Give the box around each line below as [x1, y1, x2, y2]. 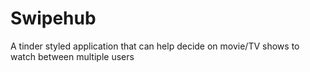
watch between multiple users [10, 50, 135, 62]
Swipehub [10, 7, 97, 30]
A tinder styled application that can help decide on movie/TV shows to [10, 40, 300, 52]
